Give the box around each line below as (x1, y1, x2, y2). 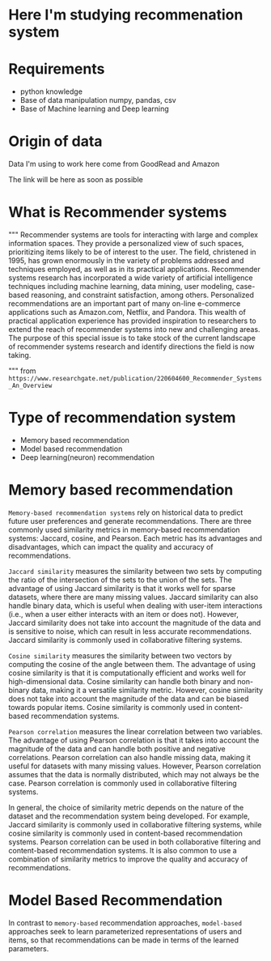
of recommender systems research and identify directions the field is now (8, 342, 255, 351)
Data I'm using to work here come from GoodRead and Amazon (8, 159, 220, 169)
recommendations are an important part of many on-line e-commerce (8, 299, 241, 308)
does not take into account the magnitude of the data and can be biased (8, 694, 249, 704)
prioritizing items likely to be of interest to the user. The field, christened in (8, 247, 256, 257)
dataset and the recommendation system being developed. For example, (8, 811, 250, 821)
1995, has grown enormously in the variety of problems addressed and (8, 256, 244, 265)
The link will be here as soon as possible (8, 175, 143, 185)
